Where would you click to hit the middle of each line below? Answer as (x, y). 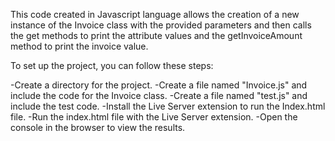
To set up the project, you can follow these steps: (112, 65)
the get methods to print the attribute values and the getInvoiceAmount (156, 35)
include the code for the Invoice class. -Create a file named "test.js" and (159, 95)
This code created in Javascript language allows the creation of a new (155, 14)
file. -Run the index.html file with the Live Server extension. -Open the (154, 117)
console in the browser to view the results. (98, 127)
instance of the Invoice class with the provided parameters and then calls (161, 25)
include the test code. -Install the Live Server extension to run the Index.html (168, 106)
